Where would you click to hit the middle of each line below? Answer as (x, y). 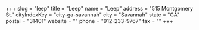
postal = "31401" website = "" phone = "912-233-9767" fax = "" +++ (89, 21)
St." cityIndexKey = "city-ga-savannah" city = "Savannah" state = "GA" (93, 15)
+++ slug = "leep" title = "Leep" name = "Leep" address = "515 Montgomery (99, 9)
